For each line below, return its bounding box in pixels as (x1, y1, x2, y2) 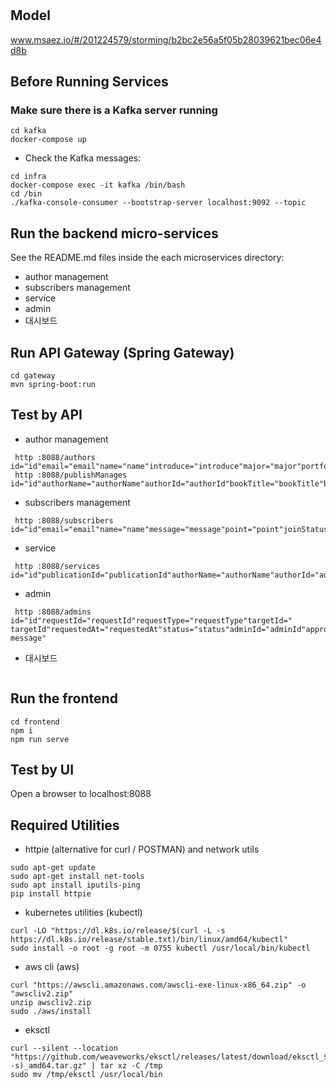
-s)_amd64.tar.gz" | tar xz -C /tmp (10, 1061, 163, 1071)
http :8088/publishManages (14, 470, 128, 480)
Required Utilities (10, 817, 120, 834)
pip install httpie (10, 889, 92, 899)
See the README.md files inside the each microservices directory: (10, 252, 285, 264)
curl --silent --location (10, 1043, 118, 1054)
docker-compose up (10, 135, 87, 145)
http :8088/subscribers (14, 515, 114, 526)
